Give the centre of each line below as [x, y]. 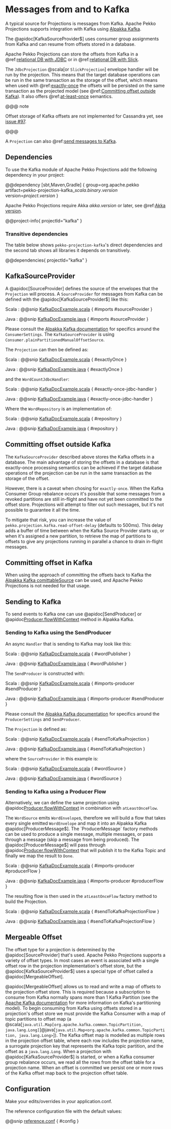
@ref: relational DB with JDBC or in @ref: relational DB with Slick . [72, 59]
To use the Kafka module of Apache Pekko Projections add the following [81, 170]
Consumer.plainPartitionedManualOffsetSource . [55, 340]
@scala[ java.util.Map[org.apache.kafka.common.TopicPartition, [74, 1024]
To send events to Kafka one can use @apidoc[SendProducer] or [74, 614]
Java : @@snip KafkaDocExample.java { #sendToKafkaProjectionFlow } [80, 921]
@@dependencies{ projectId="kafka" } [46, 260]
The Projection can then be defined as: [47, 349]
